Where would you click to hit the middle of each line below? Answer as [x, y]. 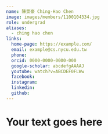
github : [21, 93]
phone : [19, 55]
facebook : [23, 77]
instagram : [24, 83]
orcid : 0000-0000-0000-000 [44, 60]
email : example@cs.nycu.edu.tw [49, 50]
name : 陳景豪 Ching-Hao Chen [40, 11]
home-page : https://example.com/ [52, 44]
